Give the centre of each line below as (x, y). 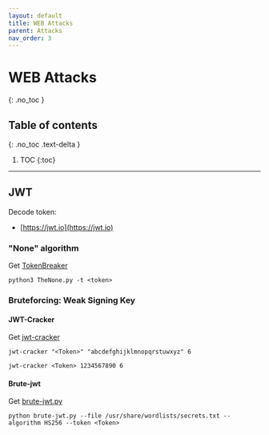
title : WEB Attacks (41, 23)
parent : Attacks (35, 30)
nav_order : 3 (30, 38)
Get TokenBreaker (38, 266)
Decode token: (33, 211)
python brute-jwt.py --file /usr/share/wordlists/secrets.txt (114, 416)
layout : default (35, 16)
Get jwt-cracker (34, 337)
